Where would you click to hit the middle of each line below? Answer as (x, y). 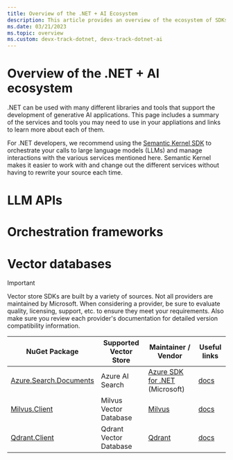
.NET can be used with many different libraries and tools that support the (111, 107)
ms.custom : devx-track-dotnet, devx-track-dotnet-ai (85, 39)
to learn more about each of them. (56, 130)
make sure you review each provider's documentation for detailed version (113, 319)
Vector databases (60, 264)
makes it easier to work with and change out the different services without (113, 165)
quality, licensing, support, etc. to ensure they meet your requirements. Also (115, 311)
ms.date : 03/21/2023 (37, 26)
